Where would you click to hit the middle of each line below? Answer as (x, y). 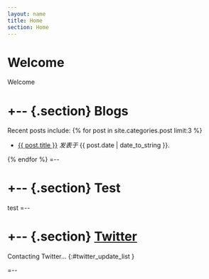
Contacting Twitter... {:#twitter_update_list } (71, 256)
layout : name (27, 14)
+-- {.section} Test (64, 188)
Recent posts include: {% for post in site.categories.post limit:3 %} (105, 131)
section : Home (28, 27)
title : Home (25, 21)
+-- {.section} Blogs (68, 111)
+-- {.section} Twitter (72, 237)
